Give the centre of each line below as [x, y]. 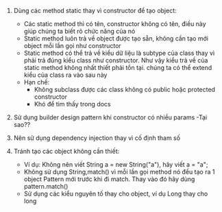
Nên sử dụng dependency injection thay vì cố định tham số [97, 138]
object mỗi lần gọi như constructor [72, 46]
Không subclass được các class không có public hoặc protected [125, 90]
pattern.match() [46, 186]
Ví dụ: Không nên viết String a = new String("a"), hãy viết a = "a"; [116, 164]
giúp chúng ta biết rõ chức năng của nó [79, 31]
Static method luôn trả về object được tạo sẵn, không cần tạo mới [116, 38]
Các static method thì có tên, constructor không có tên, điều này [115, 24]
